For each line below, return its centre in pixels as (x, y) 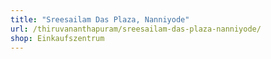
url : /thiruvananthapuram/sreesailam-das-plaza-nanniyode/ (136, 29)
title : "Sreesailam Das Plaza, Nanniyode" (100, 19)
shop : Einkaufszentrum (57, 38)
